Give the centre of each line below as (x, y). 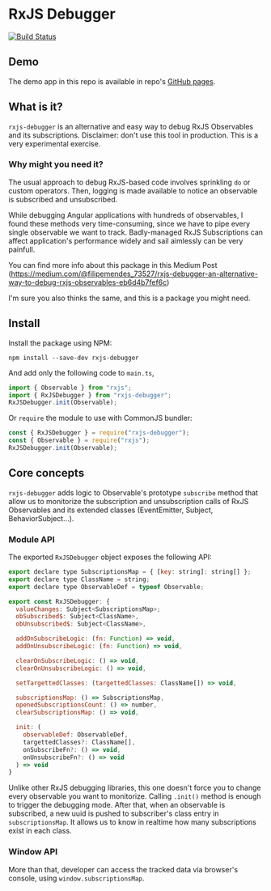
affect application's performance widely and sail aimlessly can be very (126, 240)
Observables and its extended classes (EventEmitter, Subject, (111, 510)
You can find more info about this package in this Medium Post (113, 265)
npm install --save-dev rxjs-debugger (74, 358)
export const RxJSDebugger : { (59, 601)
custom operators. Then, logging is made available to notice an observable (133, 190)
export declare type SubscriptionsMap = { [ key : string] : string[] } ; (130, 572)
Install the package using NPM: (60, 343)
